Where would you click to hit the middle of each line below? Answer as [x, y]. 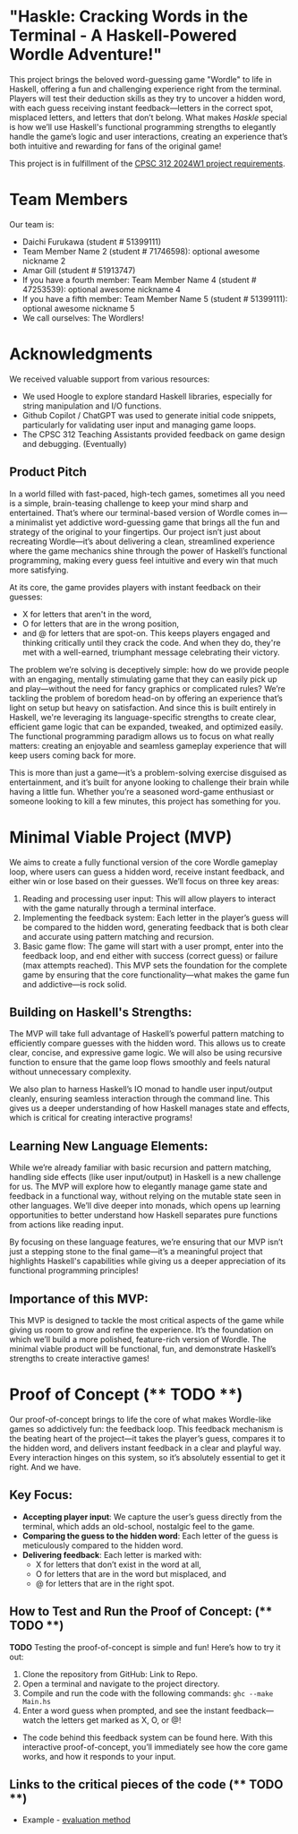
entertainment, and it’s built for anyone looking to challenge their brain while [149, 782]
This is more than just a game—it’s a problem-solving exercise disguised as [148, 772]
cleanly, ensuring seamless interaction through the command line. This [140, 1098]
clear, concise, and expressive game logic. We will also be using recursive [146, 1053]
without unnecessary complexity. [70, 1072]
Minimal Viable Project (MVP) [121, 837]
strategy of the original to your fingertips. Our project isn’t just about [135, 531]
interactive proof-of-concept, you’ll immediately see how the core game [155, 1747]
